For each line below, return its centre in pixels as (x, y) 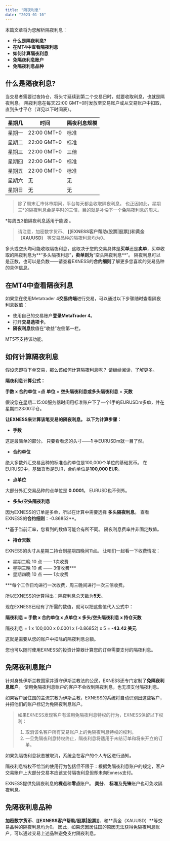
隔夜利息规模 (82, 123)
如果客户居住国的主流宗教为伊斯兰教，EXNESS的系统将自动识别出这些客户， (85, 698)
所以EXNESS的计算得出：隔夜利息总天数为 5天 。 (55, 596)
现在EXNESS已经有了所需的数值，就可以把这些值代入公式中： (69, 606)
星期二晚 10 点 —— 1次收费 (40, 561)
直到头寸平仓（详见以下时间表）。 (40, 109)
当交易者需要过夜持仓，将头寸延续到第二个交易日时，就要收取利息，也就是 (83, 96)
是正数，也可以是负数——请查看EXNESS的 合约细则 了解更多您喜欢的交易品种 (85, 262)
